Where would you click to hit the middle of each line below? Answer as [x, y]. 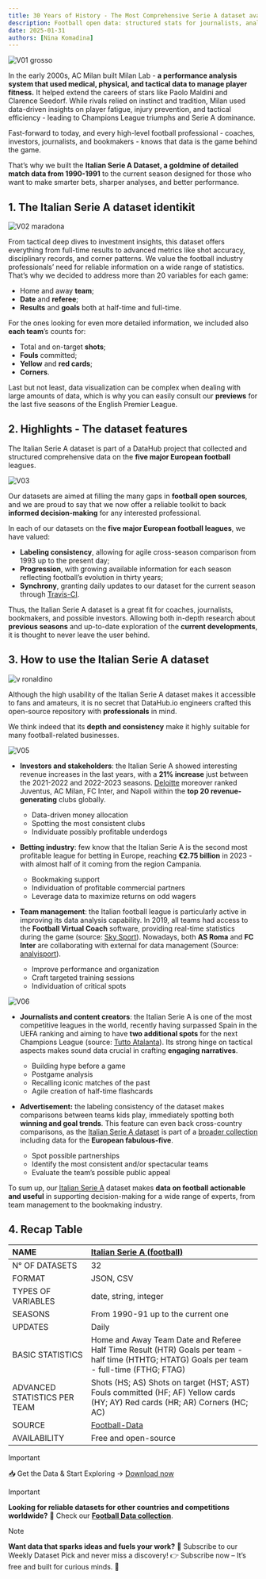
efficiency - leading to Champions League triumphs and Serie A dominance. [132, 118]
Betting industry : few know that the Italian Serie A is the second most [133, 847]
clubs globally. [82, 799]
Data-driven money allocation [80, 815]
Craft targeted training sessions [83, 978]
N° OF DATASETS [45, 1265]
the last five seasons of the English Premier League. [93, 405]
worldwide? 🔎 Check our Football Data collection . [91, 1516]
